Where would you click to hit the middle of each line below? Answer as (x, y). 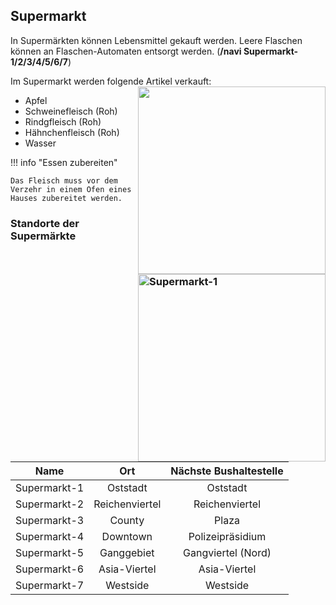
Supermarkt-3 (50, 520)
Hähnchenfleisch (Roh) (72, 132)
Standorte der (45, 223)
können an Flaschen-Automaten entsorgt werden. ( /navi (126, 51)
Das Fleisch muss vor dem (64, 180)
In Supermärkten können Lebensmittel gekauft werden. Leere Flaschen (156, 40)
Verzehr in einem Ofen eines (71, 189)
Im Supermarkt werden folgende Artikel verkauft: (111, 81)
